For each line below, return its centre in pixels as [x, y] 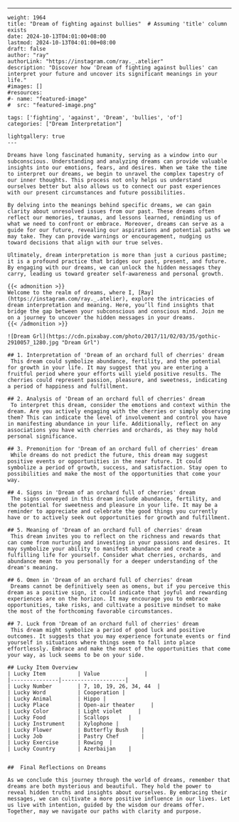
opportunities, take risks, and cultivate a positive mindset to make [114, 605]
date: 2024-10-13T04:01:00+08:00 [57, 36]
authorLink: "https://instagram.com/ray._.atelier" [85, 61]
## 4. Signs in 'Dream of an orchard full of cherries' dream [101, 493]
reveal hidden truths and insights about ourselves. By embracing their [117, 793]
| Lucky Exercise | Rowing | [60, 743]
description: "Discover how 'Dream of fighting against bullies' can [113, 68]
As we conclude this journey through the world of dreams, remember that [119, 780]
